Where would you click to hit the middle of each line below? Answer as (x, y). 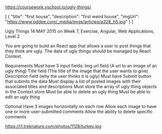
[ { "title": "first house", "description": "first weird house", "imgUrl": (72, 16)
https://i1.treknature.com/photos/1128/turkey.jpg (53, 126)
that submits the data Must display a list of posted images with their (73, 81)
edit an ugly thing (22, 97)
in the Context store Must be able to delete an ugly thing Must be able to (78, 92)
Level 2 (12, 36)
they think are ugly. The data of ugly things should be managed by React (78, 51)
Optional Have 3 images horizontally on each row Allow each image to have (81, 106)
